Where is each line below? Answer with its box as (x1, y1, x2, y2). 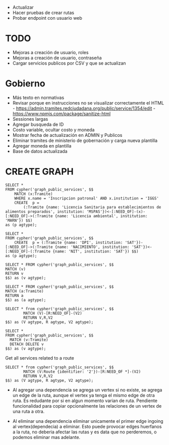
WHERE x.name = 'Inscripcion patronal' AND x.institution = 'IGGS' (14, 195, 159, 201)
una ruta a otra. (12, 408, 45, 414)
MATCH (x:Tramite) (14, 191, 53, 196)
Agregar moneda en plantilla (12, 142, 72, 149)
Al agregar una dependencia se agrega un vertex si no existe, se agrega (12, 386, 162, 393)
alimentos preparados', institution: (5, 209, 85, 214)
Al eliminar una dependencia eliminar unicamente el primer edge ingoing (12, 418, 163, 424)
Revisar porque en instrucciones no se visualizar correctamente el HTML (12, 100, 164, 106)
